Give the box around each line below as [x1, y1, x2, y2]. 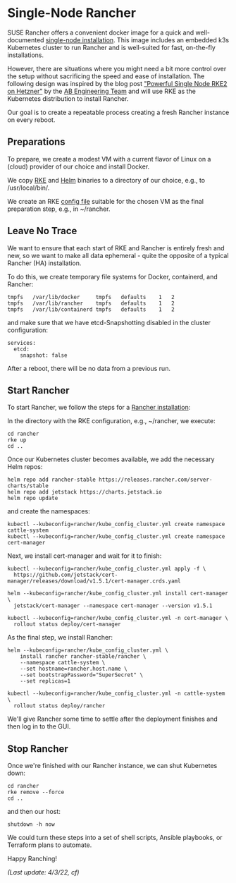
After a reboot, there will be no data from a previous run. [7, 364, 171, 372]
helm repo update [7, 495, 58, 502]
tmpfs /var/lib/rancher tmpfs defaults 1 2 [7, 300, 175, 307]
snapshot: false [20, 351, 68, 359]
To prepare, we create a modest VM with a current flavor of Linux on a [7, 154, 211, 163]
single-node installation [45, 35, 114, 44]
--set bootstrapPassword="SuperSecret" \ [20, 671, 143, 678]
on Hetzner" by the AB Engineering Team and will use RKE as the [7, 87, 196, 95]
